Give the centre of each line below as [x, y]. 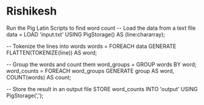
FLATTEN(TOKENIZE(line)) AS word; [52, 52]
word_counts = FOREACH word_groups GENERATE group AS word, [90, 70]
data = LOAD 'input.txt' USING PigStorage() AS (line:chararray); [86, 34]
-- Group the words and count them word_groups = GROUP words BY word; [101, 64]
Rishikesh [32, 11]
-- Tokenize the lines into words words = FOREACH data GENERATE [91, 46]
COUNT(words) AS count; [39, 77]
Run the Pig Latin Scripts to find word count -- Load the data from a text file [101, 28]
